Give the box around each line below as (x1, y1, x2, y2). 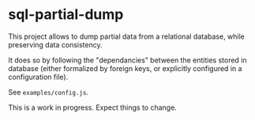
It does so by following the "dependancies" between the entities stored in (8, 55, 247, 65)
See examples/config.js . (8, 87, 89, 96)
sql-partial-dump (8, 6, 124, 24)
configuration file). (8, 72, 69, 81)
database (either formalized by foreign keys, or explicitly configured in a (8, 63, 242, 73)
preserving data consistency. (8, 39, 103, 49)
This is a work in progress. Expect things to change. (8, 103, 178, 112)
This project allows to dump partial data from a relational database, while (8, 32, 245, 41)
